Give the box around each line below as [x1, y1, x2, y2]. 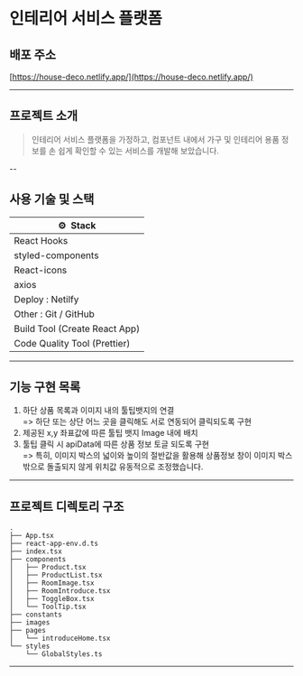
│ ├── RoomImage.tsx [9, 579, 95, 588]
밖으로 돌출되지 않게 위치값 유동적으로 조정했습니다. [22, 461, 204, 472]
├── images [9, 618, 50, 627]
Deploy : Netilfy [14, 292, 79, 305]
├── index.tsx [9, 547, 63, 556]
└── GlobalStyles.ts [25, 650, 103, 659]
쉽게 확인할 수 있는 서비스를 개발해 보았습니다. [58, 145, 219, 156]
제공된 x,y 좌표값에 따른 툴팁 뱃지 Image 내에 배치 [22, 428, 198, 439]
